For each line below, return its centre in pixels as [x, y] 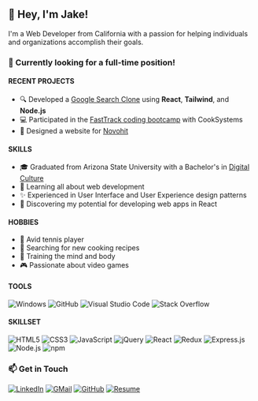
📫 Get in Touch [38, 369]
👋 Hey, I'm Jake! [48, 15]
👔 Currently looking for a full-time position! [92, 62]
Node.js [33, 111]
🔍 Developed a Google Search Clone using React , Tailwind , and [124, 99]
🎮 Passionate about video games [74, 265]
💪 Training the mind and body [67, 257]
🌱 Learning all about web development [82, 187]
